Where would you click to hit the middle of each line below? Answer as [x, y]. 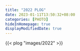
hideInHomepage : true [28, 24]
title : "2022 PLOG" [26, 10]
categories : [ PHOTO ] [27, 19]
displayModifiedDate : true [33, 29]
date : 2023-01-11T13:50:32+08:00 [40, 15]
